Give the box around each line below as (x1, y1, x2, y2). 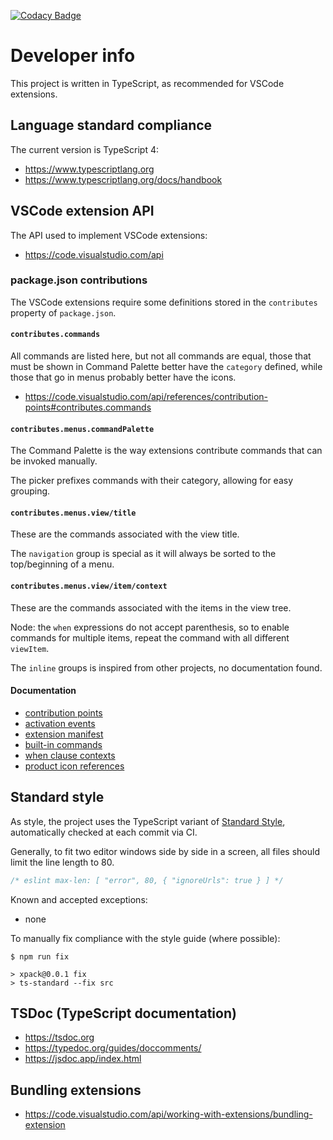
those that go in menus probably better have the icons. (10, 371, 237, 384)
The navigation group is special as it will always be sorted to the (10, 548, 277, 560)
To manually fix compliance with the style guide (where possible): (10, 932, 281, 944)
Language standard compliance (10, 117, 213, 134)
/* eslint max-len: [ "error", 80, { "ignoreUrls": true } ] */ (10, 875, 284, 885)
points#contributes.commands (24, 401, 152, 414)
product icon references (24, 760, 125, 772)
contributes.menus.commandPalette (10, 424, 155, 434)
